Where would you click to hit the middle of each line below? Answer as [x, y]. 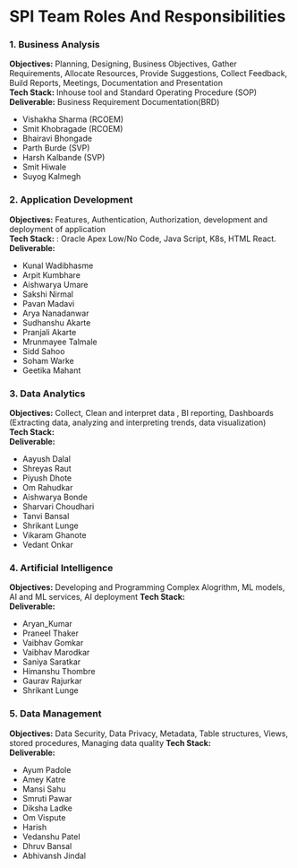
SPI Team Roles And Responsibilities [148, 17]
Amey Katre [44, 779]
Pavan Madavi [48, 303]
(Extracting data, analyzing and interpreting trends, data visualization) [138, 422]
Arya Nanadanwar [55, 313]
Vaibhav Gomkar [53, 643]
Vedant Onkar [47, 545]
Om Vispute [44, 817]
